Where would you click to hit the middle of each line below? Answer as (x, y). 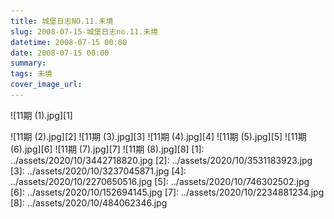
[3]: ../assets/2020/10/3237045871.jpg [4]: (98, 171)
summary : (28, 63)
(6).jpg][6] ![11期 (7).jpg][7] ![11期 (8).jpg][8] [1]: (107, 149)
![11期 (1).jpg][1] (41, 115)
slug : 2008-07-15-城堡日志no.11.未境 (84, 31)
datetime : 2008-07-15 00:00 (69, 42)
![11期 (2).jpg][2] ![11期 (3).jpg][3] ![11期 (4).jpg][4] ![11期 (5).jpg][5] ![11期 (158, 136)
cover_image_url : (46, 85)
